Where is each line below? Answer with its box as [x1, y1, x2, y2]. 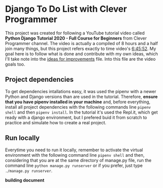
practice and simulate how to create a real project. [5, 119, 107, 125]
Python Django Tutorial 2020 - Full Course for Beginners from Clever [5, 35, 147, 41]
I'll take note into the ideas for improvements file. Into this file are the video [5, 56, 156, 62]
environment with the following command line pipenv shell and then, [5, 152, 145, 158]
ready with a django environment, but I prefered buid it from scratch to [5, 114, 147, 120]
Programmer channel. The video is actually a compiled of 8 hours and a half [5, 40, 158, 46]
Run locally [5, 134, 40, 142]
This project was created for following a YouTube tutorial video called [5, 30, 145, 36]
